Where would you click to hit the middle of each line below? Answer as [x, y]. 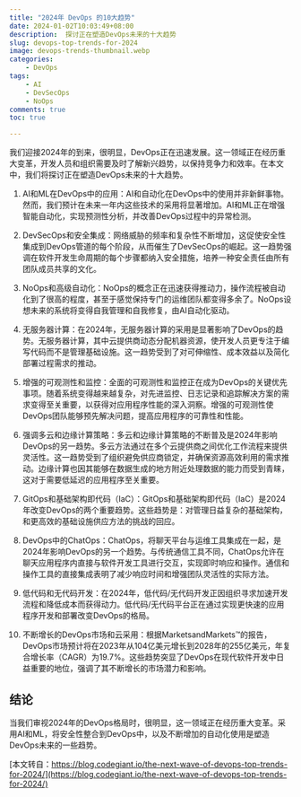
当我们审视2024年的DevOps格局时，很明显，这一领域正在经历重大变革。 [144, 723]
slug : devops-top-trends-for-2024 [74, 43]
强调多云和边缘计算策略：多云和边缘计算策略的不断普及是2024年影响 [150, 435]
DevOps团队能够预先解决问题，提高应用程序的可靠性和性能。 [135, 416]
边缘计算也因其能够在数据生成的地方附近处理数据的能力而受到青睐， [163, 469]
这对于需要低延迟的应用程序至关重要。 [93, 480]
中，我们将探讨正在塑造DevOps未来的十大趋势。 [99, 175]
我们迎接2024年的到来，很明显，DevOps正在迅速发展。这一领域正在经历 [144, 153]
